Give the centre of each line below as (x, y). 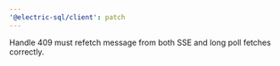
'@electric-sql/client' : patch (67, 17)
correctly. (27, 51)
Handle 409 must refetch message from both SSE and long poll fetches (140, 42)
